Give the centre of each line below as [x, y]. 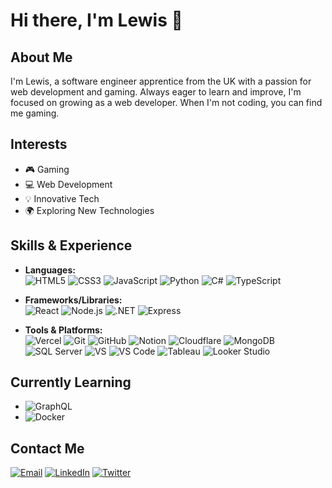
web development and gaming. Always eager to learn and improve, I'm [156, 92]
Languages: [50, 270]
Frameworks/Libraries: [73, 300]
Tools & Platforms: [63, 330]
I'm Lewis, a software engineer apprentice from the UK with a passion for [161, 81]
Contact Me [47, 448]
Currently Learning [71, 382]
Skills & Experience [71, 245]
